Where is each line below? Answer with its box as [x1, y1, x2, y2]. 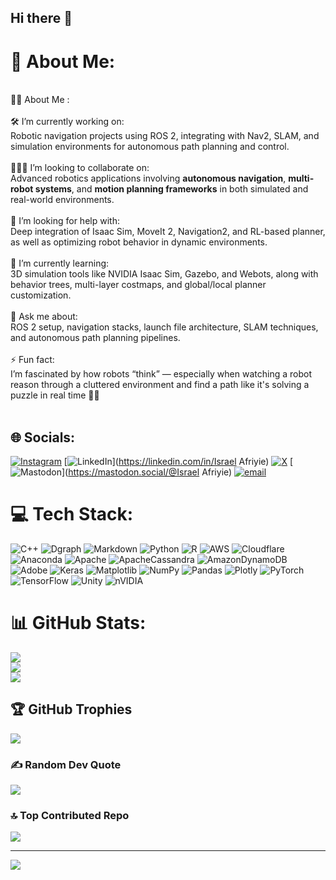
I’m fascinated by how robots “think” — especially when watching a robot [10, 368, 312, 380]
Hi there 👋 [10, 10, 73, 27]
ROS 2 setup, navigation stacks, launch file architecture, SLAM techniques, [10, 321, 319, 333]
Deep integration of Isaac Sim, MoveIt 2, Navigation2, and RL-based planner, [10, 226, 326, 238]
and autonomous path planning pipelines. [10, 332, 181, 344]
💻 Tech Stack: [10, 503, 134, 526]
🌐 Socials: [10, 429, 76, 446]
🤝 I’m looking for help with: [10, 215, 120, 227]
